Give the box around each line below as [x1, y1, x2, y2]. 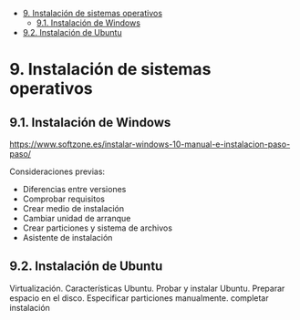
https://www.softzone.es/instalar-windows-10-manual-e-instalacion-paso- [9, 139, 291, 150]
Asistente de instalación [22, 232, 113, 243]
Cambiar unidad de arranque [22, 213, 131, 223]
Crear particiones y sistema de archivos [22, 222, 173, 233]
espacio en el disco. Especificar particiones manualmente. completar [9, 292, 269, 304]
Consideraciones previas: [9, 166, 106, 177]
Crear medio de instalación [22, 203, 125, 213]
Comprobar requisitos [22, 193, 105, 204]
